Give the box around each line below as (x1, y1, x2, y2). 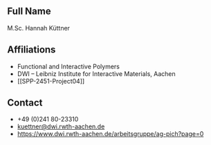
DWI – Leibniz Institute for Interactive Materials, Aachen (17, 69, 176, 78)
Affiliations (7, 44, 56, 56)
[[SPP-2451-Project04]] (17, 77, 85, 85)
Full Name (7, 6, 51, 17)
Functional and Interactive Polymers (17, 62, 120, 70)
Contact (7, 97, 43, 109)
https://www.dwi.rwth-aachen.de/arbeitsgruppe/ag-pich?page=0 (17, 130, 204, 138)
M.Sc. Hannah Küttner (7, 23, 71, 32)
